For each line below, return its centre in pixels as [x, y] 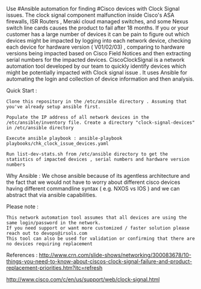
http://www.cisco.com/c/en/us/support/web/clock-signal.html [83, 279]
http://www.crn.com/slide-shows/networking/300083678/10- [115, 255]
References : [22, 255]
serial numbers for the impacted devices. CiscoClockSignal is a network [95, 60]
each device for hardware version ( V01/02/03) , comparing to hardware [96, 47]
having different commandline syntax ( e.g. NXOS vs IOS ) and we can [93, 188]
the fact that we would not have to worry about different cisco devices [93, 182]
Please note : [23, 206]
